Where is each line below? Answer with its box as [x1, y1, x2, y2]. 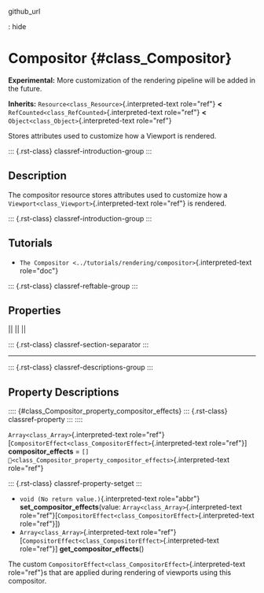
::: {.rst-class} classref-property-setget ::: [8, 479, 143, 488]
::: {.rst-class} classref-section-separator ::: [8, 340, 149, 350]
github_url [8, 7, 41, 16]
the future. [8, 83, 42, 93]
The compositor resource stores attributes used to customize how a [8, 190, 228, 199]
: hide [8, 22, 27, 31]
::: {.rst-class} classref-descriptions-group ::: [8, 362, 153, 372]
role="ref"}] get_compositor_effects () [19, 544, 145, 554]
